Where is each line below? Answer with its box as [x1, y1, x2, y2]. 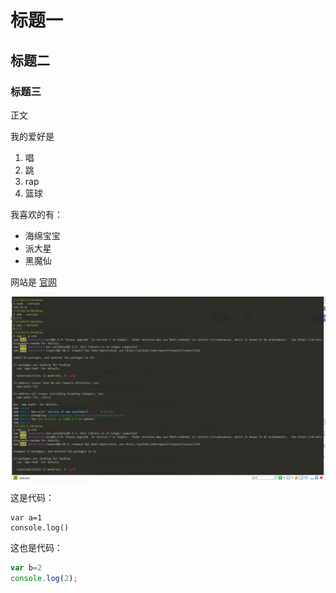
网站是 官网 [10, 276, 57, 288]
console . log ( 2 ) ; [10, 574, 78, 584]
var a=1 [10, 513, 43, 523]
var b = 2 [10, 563, 43, 573]
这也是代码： [10, 542, 63, 554]
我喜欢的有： [10, 208, 63, 220]
